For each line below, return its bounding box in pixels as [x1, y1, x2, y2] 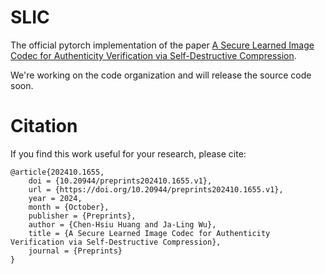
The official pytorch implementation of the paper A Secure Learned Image [10, 39, 315, 51]
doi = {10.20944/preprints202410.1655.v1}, [28, 176, 213, 186]
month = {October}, [28, 202, 110, 212]
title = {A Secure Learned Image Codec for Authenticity [28, 228, 271, 238]
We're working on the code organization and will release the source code [10, 69, 312, 81]
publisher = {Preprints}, [28, 211, 137, 221]
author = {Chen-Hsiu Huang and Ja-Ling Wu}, [28, 219, 217, 230]
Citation [10, 115, 78, 138]
